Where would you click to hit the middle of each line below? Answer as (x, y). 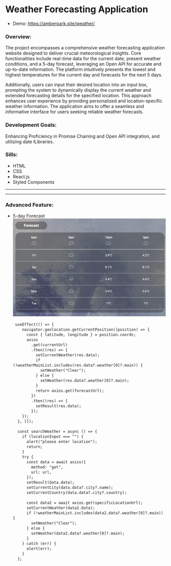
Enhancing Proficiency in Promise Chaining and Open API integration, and (82, 136)
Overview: (18, 37)
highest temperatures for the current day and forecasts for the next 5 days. (84, 75)
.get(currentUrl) (49, 345)
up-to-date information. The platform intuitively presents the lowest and (80, 69)
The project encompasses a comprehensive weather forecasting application (85, 48)
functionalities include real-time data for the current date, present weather (83, 59)
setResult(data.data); (50, 482)
